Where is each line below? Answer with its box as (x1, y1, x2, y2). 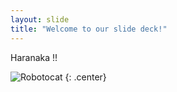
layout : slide (10, 14, 70, 25)
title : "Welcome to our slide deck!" (10, 24, 168, 34)
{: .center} (64, 71, 107, 83)
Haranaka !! (10, 51, 58, 63)
